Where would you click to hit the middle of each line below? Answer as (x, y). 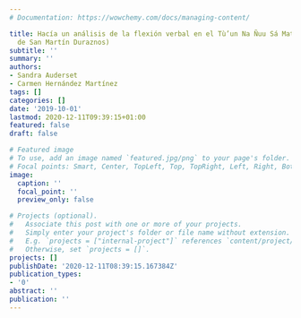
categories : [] (38, 100)
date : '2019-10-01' (46, 108)
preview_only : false (56, 200)
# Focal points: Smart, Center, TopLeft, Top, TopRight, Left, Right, (144, 167)
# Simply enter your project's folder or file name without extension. (150, 233)
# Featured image (42, 150)
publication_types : (46, 274)
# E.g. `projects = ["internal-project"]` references (116, 241)
